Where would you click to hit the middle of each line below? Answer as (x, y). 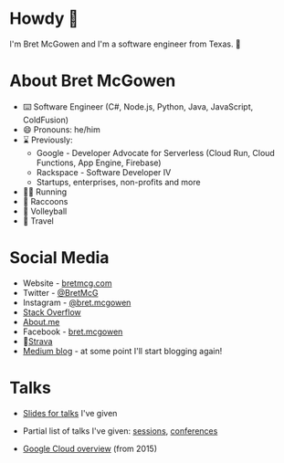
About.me (41, 321)
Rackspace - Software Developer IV (104, 172)
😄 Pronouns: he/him (61, 129)
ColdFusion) (46, 120)
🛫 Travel (38, 221)
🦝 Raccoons (45, 201)
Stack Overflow (52, 312)
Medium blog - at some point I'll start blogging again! (122, 351)
